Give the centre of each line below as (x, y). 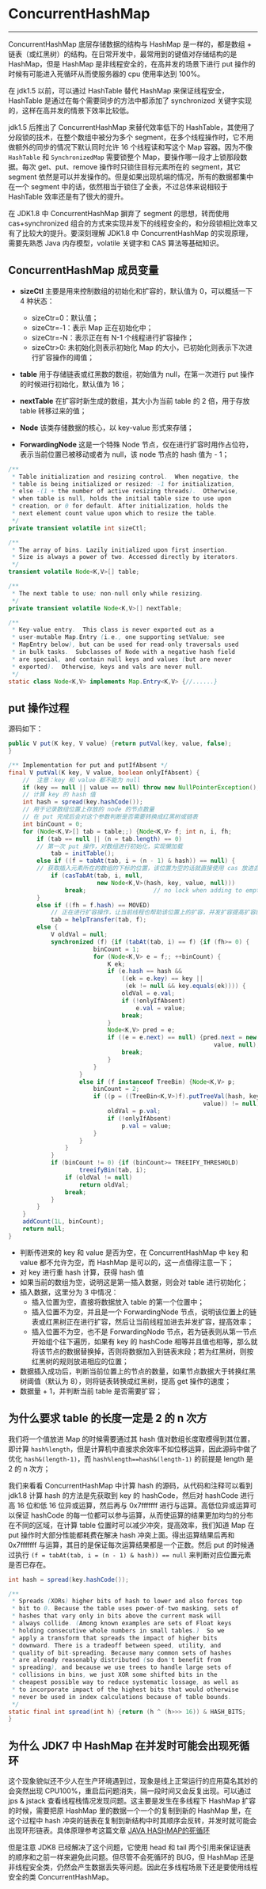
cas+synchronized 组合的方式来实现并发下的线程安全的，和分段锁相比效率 (129, 223)
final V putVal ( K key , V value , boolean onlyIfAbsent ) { (104, 773)
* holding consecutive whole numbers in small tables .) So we (118, 1631)
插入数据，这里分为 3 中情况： (69, 1292)
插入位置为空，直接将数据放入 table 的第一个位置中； (118, 1302)
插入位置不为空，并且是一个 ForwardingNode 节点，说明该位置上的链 (144, 1312)
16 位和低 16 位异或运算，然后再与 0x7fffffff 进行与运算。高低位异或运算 (133, 1505)
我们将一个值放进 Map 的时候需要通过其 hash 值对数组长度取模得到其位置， (131, 1439)
